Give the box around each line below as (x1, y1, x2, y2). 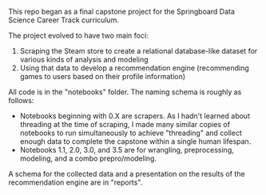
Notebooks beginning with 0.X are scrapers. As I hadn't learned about (19, 111, 250, 121)
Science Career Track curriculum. (8, 15, 120, 25)
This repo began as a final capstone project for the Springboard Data (8, 7, 236, 16)
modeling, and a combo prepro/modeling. (19, 153, 157, 163)
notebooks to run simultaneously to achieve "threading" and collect (19, 128, 242, 137)
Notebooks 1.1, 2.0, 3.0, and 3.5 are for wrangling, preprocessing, (19, 145, 234, 154)
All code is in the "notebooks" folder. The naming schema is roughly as (8, 87, 242, 97)
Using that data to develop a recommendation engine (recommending (19, 63, 249, 73)
